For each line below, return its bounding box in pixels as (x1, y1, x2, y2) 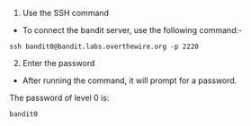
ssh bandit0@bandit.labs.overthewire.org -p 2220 (9, 42, 200, 51)
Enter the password (22, 58, 95, 68)
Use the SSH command (22, 8, 110, 18)
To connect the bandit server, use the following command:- (22, 25, 243, 35)
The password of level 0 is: (9, 93, 110, 103)
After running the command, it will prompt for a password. (22, 75, 238, 86)
